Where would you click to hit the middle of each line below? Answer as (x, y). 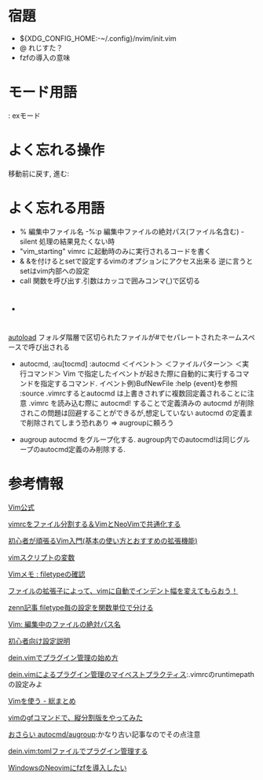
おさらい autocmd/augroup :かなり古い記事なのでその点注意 (104, 734)
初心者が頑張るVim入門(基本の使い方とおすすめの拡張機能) (103, 541)
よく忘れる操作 (57, 151)
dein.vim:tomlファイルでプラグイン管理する (78, 751)
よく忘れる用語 (57, 208)
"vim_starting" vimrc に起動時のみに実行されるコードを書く (115, 251)
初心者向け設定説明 (39, 641)
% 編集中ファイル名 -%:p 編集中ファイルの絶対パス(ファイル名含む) (129, 231)
